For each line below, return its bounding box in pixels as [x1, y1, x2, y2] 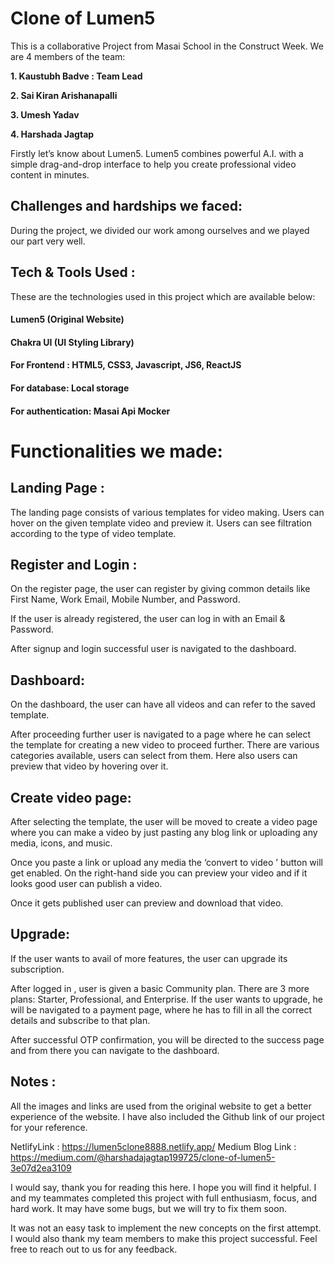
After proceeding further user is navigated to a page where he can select [10, 728, 312, 741]
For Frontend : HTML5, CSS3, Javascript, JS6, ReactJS [10, 359, 242, 371]
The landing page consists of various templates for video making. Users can [10, 506, 325, 518]
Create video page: [10, 789, 132, 806]
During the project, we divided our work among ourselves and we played [10, 224, 310, 236]
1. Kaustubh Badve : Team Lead [10, 70, 143, 82]
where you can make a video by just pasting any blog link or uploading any [10, 826, 318, 838]
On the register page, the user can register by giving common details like [10, 583, 311, 595]
